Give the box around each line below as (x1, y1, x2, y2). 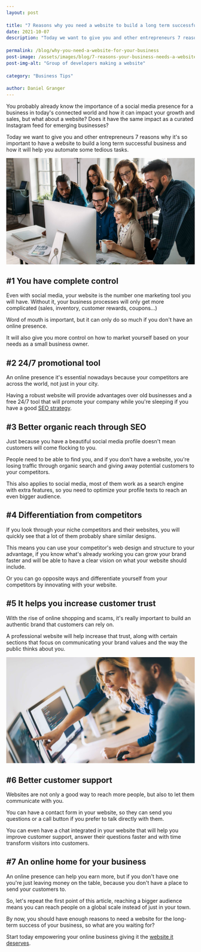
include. (6, 563, 26, 570)
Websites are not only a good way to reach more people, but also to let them (6, 791, 194, 798)
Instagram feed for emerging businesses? (6, 122, 109, 129)
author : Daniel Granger (6, 86, 66, 92)
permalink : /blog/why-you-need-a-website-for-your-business (6, 48, 160, 54)
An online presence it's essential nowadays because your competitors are (6, 374, 188, 381)
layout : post (6, 10, 39, 16)
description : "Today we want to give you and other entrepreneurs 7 (6, 35, 181, 41)
